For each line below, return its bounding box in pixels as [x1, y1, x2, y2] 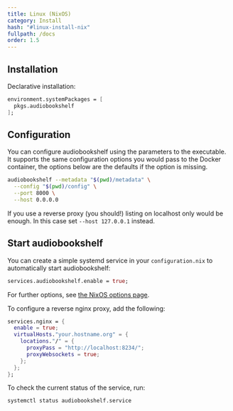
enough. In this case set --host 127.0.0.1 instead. [7, 216, 155, 225]
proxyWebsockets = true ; [26, 351, 100, 358]
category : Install [7, 17, 62, 24]
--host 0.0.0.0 [13, 196, 59, 203]
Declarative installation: [7, 82, 76, 90]
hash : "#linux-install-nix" [7, 23, 91, 31]
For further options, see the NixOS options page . [7, 290, 150, 299]
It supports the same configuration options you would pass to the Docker [7, 155, 222, 164]
